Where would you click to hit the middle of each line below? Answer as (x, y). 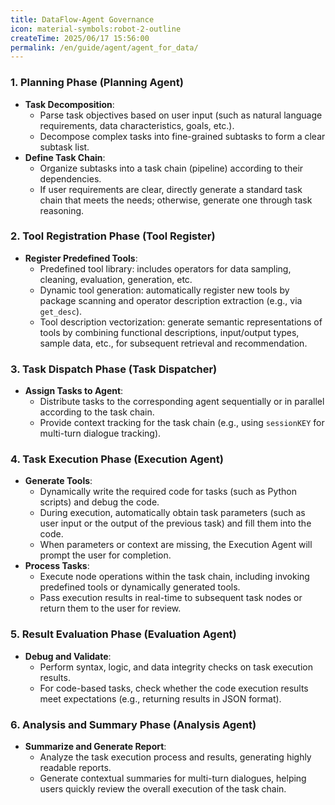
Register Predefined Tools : (81, 258)
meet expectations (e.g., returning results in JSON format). (160, 698)
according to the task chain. (97, 412)
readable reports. (75, 768)
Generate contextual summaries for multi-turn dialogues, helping (173, 778)
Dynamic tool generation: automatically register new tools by (164, 290)
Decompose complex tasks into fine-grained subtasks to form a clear (182, 136)
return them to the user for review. (110, 608)
